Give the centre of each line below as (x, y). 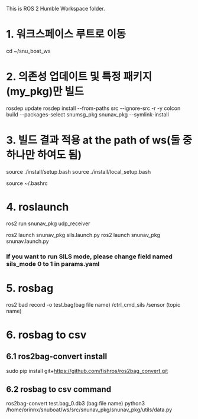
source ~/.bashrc (27, 183)
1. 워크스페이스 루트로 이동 (66, 34)
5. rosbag (30, 288)
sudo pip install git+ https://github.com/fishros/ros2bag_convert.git (87, 371)
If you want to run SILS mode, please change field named (90, 256)
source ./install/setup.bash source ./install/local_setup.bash (79, 171)
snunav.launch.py (27, 241)
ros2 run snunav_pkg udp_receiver (48, 223)
